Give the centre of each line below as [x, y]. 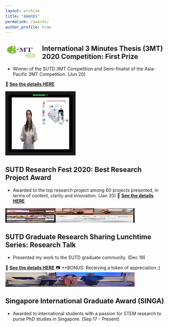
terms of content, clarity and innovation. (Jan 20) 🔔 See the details [83, 195]
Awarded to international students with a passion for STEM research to [87, 313]
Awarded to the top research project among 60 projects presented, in [86, 190]
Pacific [20, 74]
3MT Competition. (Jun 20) [57, 74]
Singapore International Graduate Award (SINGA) [85, 301]
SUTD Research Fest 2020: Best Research [74, 170]
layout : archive [22, 11]
